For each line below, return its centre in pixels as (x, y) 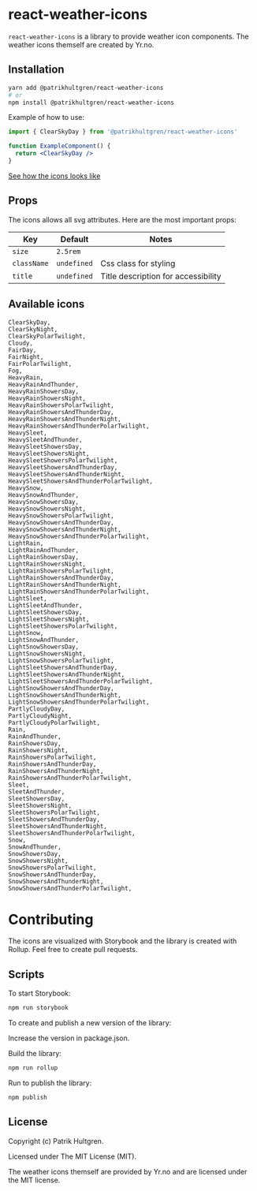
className (30, 263)
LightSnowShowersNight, (47, 653)
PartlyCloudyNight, (40, 715)
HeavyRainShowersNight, (47, 398)
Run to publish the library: (50, 1083)
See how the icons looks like (54, 176)
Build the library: (35, 1054)
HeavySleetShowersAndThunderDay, (63, 467)
